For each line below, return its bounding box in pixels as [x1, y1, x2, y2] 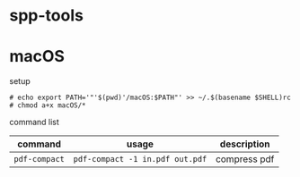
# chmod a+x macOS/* [9, 101, 87, 110]
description [219, 138, 271, 150]
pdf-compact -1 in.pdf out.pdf [73, 154, 207, 164]
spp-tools [9, 5, 84, 26]
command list [9, 117, 60, 128]
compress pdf [215, 153, 275, 165]
